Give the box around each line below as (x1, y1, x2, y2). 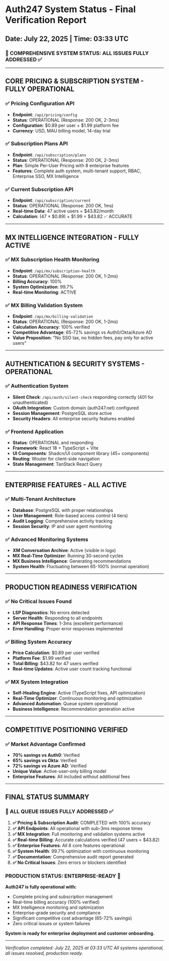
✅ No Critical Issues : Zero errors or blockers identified (12, 859, 127, 865)
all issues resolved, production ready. (5, 950, 83, 956)
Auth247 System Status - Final (5, 4, 136, 15)
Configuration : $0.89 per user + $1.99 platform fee (12, 122, 119, 128)
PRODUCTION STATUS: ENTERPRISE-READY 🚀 (5, 872, 121, 879)
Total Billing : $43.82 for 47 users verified (12, 661, 99, 667)
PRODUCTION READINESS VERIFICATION (5, 583, 137, 591)
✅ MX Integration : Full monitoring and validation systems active (12, 831, 145, 837)
